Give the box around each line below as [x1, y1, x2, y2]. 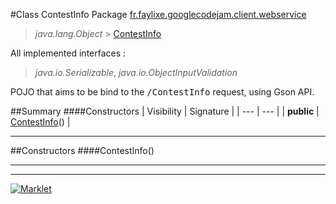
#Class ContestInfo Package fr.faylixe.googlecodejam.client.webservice [10, 9, 307, 20]
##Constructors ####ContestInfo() [10, 145, 155, 156]
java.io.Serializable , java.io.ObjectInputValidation [34, 67, 238, 78]
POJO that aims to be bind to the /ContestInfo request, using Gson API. [10, 86, 315, 98]
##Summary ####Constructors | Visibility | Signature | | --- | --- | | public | [10, 105, 320, 117]
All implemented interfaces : [10, 47, 127, 59]
